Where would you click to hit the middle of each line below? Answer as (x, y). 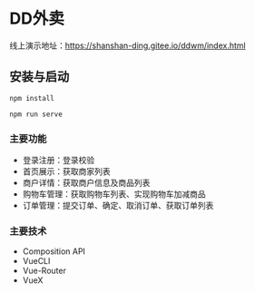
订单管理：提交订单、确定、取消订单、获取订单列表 (118, 206)
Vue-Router (44, 271)
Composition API (54, 251)
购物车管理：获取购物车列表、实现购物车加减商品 (114, 194)
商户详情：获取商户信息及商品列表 (86, 183)
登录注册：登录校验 (59, 161)
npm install (32, 98)
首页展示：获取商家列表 (66, 171)
